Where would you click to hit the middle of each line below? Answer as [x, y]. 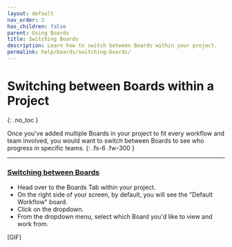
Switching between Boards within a [110, 86]
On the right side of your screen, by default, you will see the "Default [115, 195]
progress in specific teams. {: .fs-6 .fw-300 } [71, 148]
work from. [33, 224]
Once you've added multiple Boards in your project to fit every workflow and [116, 133]
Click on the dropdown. [50, 209]
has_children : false [37, 26]
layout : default [30, 13]
